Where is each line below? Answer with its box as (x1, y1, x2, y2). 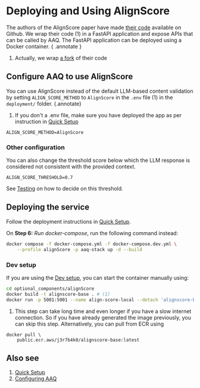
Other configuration (6, 143, 65, 151)
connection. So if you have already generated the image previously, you (14, 314, 192, 321)
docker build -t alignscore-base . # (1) (6, 291, 111, 297)
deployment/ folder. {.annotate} (6, 100, 82, 107)
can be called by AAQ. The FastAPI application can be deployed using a (6, 36, 182, 43)
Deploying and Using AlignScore (6, 4, 170, 18)
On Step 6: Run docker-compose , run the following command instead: (6, 229, 179, 236)
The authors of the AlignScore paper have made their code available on (6, 24, 182, 31)
